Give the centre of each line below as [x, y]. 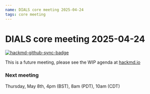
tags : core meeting [25, 14]
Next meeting [22, 75]
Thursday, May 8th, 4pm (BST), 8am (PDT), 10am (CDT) [62, 86]
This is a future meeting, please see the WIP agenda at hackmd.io [73, 62]
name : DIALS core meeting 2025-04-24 [44, 10]
